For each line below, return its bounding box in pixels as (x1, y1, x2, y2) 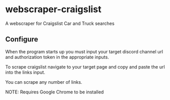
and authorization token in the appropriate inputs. (5, 54, 109, 60)
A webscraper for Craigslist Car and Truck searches (5, 20, 115, 26)
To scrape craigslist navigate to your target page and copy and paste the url (5, 63, 165, 70)
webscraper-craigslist (5, 4, 102, 15)
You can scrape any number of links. (5, 79, 83, 85)
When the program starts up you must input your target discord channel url (5, 48, 163, 54)
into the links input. (5, 69, 45, 75)
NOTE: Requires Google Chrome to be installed (5, 89, 104, 95)
